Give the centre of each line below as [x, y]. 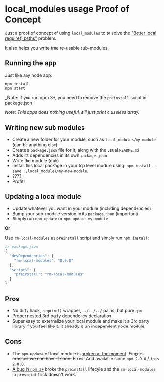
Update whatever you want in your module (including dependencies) [82, 208]
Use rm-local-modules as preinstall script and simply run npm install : [77, 238]
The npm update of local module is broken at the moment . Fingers [78, 353]
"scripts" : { [23, 270]
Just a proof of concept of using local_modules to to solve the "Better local [81, 33]
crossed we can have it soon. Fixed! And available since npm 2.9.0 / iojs [86, 358]
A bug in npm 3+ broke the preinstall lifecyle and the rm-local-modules [84, 369]
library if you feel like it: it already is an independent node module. [79, 326]
